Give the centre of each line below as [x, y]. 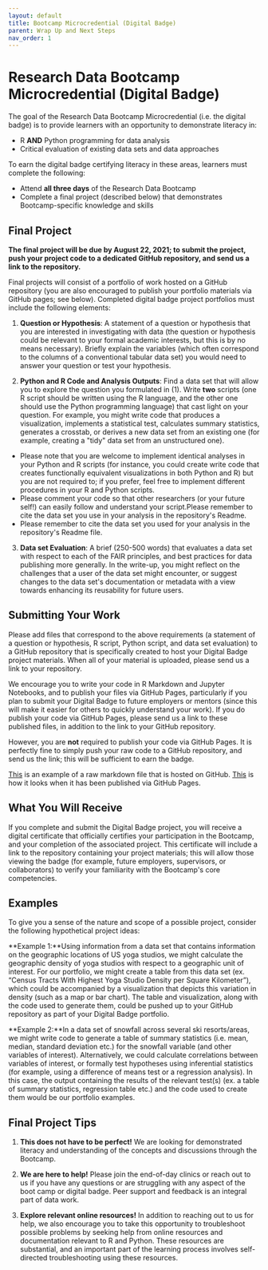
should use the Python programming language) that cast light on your [134, 407]
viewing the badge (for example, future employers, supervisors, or [117, 861]
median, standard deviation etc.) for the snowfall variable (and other [120, 1046]
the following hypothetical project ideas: [74, 931]
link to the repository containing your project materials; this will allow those [131, 852]
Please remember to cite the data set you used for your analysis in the [135, 524]
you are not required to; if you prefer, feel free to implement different [132, 481]
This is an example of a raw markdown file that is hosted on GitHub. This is [131, 774]
